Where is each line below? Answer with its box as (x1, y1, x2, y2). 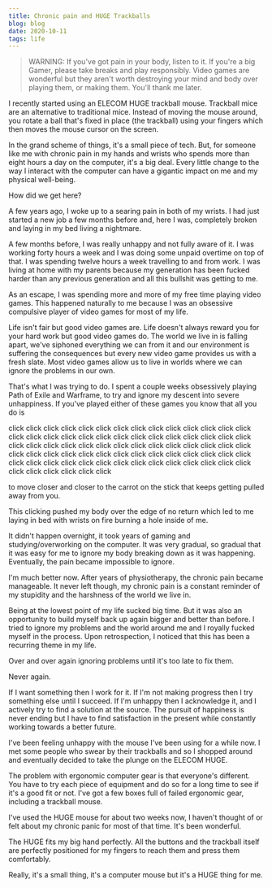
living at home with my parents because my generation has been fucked (8, 265, 250, 275)
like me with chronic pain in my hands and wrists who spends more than (8, 149, 250, 159)
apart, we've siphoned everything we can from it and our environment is (8, 340, 250, 350)
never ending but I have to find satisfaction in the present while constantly (8, 713, 257, 724)
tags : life (8, 34, 45, 43)
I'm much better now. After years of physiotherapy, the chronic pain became (8, 572, 264, 582)
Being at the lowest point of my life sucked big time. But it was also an (8, 606, 243, 616)
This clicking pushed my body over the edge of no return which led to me (8, 507, 254, 516)
